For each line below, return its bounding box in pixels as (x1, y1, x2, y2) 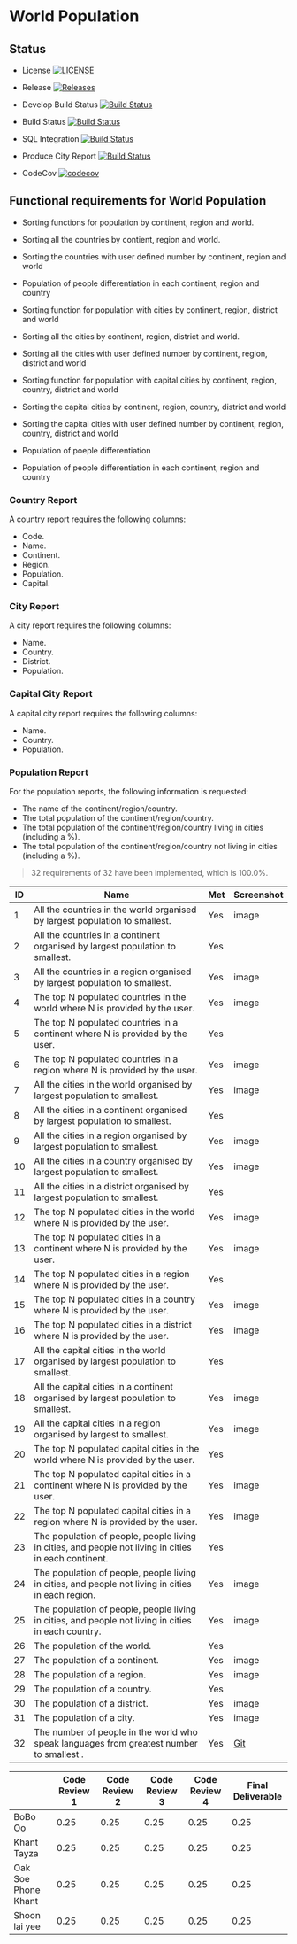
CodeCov (21, 168, 57, 178)
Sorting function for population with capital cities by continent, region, (21, 375, 277, 385)
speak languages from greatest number (34, 1738, 199, 1749)
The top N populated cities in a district (34, 1319, 193, 1330)
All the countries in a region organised (34, 965, 192, 978)
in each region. (34, 1589, 95, 1600)
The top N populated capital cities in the (34, 1443, 200, 1454)
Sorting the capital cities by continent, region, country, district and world (21, 401, 286, 412)
